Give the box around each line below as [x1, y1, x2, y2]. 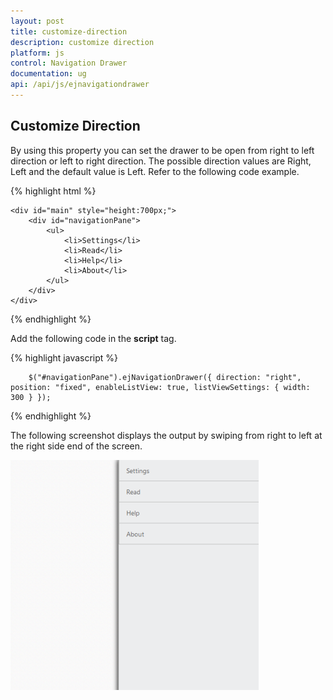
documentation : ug [10, 69, 87, 79]
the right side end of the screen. [10, 440, 143, 452]
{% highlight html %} [10, 185, 97, 197]
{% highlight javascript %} [10, 351, 119, 364]
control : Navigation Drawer [10, 58, 128, 69]
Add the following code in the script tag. [10, 332, 177, 344]
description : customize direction [10, 37, 155, 47]
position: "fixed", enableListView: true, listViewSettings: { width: [10, 382, 311, 392]
